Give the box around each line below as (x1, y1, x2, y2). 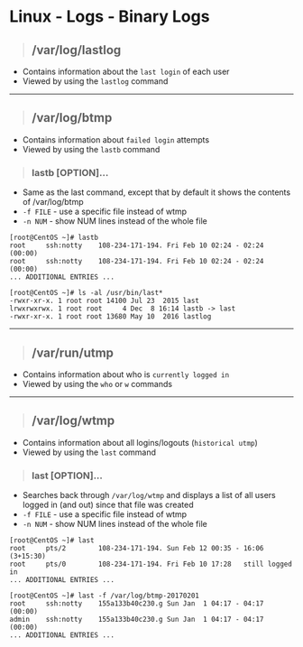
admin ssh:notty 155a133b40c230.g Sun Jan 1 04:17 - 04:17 (9, 615, 264, 624)
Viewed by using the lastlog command (22, 76, 169, 87)
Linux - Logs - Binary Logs (9, 6, 210, 27)
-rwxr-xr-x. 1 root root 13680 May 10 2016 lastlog (9, 312, 212, 321)
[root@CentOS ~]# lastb (9, 233, 99, 243)
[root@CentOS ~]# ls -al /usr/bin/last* (9, 289, 164, 298)
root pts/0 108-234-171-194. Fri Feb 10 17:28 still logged (9, 559, 293, 569)
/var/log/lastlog (31, 42, 122, 58)
